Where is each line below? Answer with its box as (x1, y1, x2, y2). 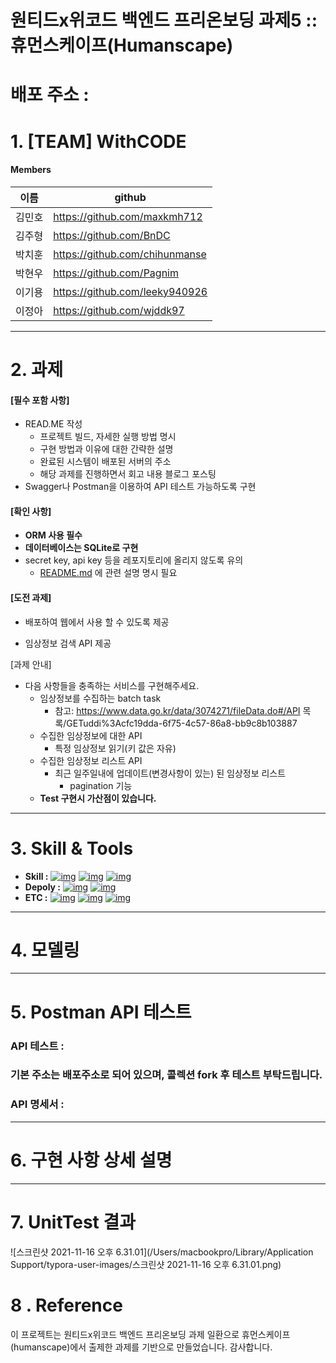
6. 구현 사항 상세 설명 (10, 1149, 173, 1171)
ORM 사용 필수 (24, 529, 83, 541)
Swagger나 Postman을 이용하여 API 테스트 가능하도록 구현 (24, 481, 257, 493)
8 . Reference (10, 1294, 123, 1316)
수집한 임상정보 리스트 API (39, 754, 143, 766)
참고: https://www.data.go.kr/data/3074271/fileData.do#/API (54, 704, 301, 716)
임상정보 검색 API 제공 (24, 637, 112, 649)
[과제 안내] (10, 658, 52, 670)
